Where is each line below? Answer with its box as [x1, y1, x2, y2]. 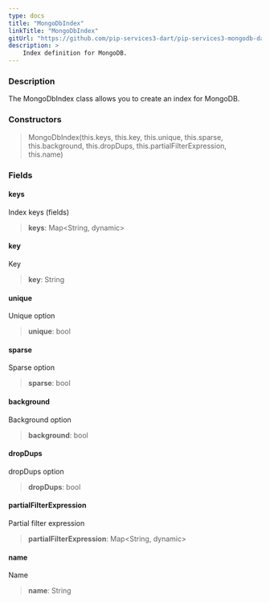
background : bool [27, 430, 88, 440]
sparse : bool [27, 379, 71, 388]
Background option [8, 415, 72, 425]
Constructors [8, 114, 62, 125]
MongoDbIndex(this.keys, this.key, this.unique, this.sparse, [27, 132, 223, 142]
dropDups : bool [27, 482, 81, 491]
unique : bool [27, 326, 71, 336]
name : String [27, 586, 72, 596]
